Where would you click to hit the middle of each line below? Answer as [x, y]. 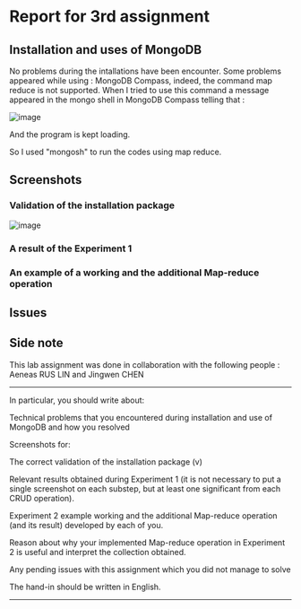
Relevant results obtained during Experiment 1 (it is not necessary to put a [146, 479]
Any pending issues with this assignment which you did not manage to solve [150, 569]
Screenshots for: [40, 444]
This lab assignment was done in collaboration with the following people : [145, 364]
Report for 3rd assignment [110, 17]
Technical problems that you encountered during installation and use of [141, 417]
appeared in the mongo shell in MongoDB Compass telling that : [127, 100]
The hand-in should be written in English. [85, 587]
